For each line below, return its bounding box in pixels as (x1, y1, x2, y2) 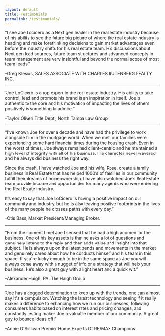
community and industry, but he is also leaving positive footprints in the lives (5, 201, 160, 207)
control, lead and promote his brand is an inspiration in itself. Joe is (5, 95, 141, 101)
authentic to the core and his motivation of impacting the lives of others (5, 100, 150, 106)
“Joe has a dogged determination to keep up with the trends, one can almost (5, 290, 160, 296)
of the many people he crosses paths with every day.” (5, 206, 114, 212)
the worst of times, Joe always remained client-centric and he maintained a (5, 145, 158, 151)
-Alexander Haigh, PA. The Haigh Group (5, 276, 86, 282)
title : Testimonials (5, 12, 48, 17)
